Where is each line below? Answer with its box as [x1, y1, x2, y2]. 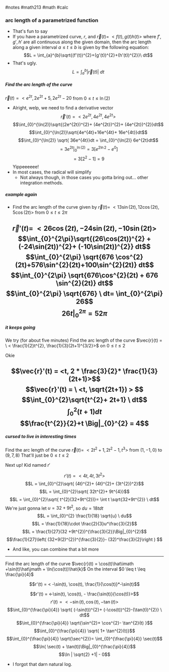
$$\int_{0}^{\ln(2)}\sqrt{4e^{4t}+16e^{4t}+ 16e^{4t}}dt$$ [29, 130, 147, 136]
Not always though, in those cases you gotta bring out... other [20, 174, 148, 180]
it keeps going [5, 325, 36, 331]
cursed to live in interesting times [5, 433, 76, 439]
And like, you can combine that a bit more [12, 546, 99, 553]
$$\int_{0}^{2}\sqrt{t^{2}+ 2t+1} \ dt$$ [22, 396, 147, 404]
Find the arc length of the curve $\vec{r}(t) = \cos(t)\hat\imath [5, 561, 134, 567]
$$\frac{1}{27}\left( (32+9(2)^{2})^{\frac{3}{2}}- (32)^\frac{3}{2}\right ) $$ [7, 536, 162, 542]
